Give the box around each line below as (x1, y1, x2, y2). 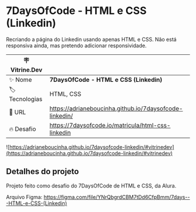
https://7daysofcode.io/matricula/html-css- (49, 121, 171, 129)
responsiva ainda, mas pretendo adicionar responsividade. (6, 42, 147, 49)
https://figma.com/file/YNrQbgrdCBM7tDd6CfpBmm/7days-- (43, 193, 190, 200)
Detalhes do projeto (6, 166, 79, 176)
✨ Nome (9, 75, 32, 84)
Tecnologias (9, 95, 43, 103)
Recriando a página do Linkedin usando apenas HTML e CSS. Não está (6, 36, 177, 43)
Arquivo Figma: (6, 193, 43, 200)
